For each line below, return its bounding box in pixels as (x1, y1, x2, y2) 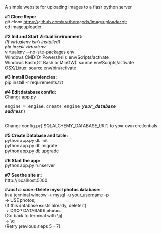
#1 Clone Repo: (5, 14, 36, 19)
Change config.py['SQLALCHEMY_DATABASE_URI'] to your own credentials (5, 123, 158, 129)
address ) (5, 109, 26, 114)
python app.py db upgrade (5, 148, 59, 154)
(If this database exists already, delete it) (5, 203, 87, 208)
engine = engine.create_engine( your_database (5, 104, 116, 109)
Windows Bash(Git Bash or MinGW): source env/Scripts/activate (5, 60, 134, 65)
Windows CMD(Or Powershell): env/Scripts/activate (5, 54, 109, 60)
